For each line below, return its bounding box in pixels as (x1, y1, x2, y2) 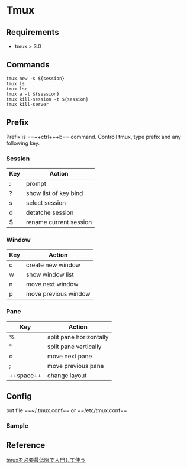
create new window (25, 261, 81, 269)
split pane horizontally (47, 332, 109, 341)
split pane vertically (47, 342, 102, 351)
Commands (6, 60, 50, 70)
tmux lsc (6, 86, 28, 92)
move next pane (47, 352, 92, 360)
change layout (47, 371, 87, 379)
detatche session (25, 208, 74, 216)
